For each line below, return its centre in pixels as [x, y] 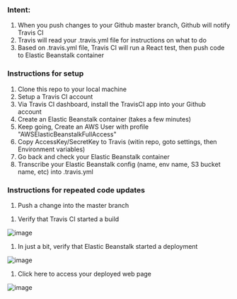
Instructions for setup [46, 74]
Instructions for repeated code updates [76, 190]
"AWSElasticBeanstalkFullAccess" [67, 134]
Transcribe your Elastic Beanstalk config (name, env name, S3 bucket [119, 164]
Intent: [19, 10]
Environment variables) [51, 149]
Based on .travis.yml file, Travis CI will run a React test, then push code [121, 48]
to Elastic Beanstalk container [61, 55]
